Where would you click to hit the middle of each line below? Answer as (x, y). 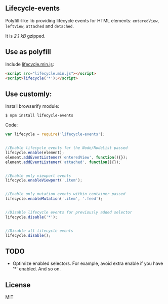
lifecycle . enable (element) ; (35, 153)
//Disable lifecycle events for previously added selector (69, 212)
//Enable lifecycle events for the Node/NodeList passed (67, 148)
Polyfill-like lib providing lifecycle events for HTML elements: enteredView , (82, 20)
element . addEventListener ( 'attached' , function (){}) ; (63, 162)
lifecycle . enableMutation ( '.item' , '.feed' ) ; (54, 199)
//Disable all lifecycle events (39, 231)
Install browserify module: (32, 106)
